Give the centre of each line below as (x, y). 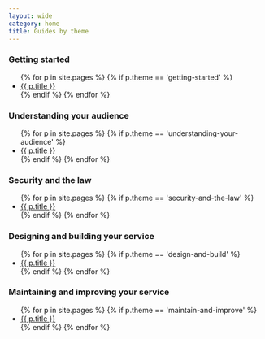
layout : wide (30, 16)
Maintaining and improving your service (89, 292)
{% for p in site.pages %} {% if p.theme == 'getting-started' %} (126, 77)
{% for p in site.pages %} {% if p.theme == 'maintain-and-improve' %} (139, 310)
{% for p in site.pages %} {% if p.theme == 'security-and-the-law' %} (137, 198)
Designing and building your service (81, 237)
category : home (34, 24)
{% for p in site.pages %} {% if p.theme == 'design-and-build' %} (130, 254)
